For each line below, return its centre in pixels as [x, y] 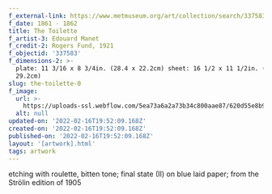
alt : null [32, 114]
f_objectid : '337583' [45, 53]
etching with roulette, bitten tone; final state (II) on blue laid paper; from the [134, 174]
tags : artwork [32, 151]
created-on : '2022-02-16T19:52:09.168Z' [78, 129]
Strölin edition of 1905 [45, 183]
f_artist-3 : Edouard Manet [54, 38]
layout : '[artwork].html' [52, 143]
